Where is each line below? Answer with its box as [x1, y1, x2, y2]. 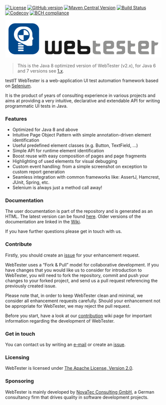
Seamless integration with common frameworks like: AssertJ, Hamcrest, [12, 174, 160, 180]
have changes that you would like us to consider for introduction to [5, 267, 142, 273]
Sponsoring [5, 378, 34, 385]
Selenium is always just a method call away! [12, 185, 103, 191]
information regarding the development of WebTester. [5, 318, 115, 324]
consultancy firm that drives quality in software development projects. [5, 394, 149, 400]
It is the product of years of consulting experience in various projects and [5, 92, 156, 98]
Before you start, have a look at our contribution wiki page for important [5, 313, 152, 319]
